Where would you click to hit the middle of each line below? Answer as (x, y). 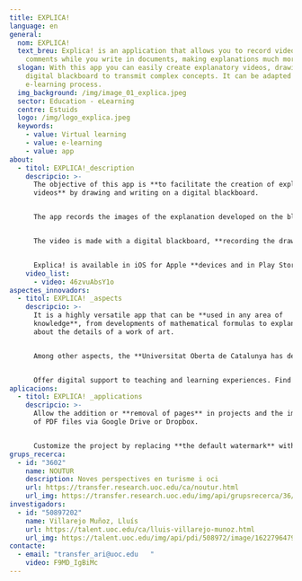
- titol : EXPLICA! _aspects (70, 299)
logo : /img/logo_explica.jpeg (74, 118)
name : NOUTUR (50, 471)
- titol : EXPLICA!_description (76, 168)
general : (26, 34)
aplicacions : (34, 388)
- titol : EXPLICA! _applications (80, 397)
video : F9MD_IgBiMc (62, 563)
